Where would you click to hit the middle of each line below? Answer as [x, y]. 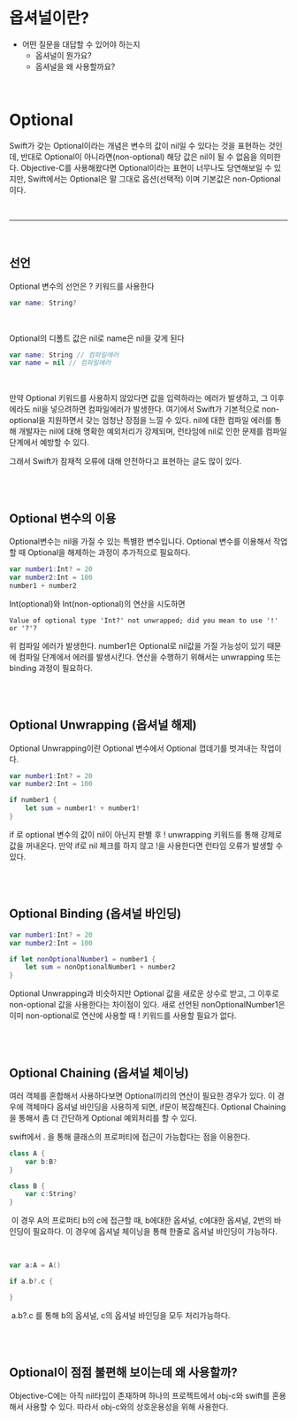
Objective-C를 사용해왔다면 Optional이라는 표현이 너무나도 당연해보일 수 [146, 167]
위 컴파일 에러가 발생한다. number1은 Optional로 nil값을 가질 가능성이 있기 [137, 645]
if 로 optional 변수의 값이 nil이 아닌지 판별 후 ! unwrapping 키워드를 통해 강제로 [146, 834]
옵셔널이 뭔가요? [63, 55]
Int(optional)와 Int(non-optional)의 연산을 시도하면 [97, 604]
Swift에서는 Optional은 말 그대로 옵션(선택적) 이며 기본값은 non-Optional [154, 179]
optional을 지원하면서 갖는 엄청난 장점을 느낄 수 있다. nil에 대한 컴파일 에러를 [141, 421]
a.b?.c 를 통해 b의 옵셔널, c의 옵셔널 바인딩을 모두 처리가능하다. [121, 1315]
